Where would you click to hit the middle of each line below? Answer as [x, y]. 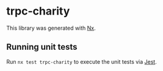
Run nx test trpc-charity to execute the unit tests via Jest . [81, 61]
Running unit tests [42, 47]
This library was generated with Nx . [51, 28]
